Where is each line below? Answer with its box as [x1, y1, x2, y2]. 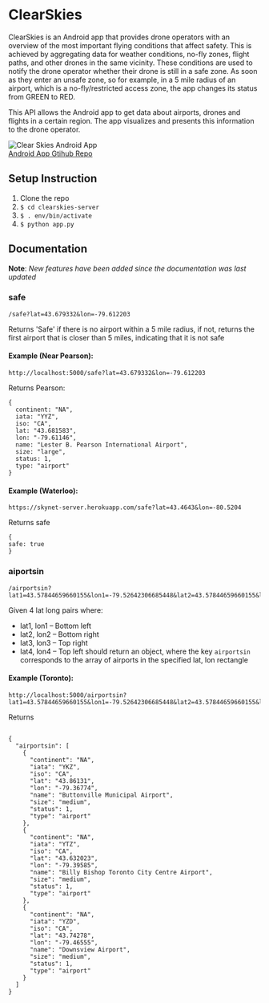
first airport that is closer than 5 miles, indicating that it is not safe [8, 332, 225, 342]
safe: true [8, 540, 45, 548]
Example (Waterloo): [8, 486, 78, 495]
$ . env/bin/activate [19, 211, 92, 220]
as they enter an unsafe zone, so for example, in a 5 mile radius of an [8, 75, 236, 84]
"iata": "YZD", [29, 917, 81, 925]
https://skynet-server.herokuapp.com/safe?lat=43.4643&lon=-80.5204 [8, 504, 242, 512]
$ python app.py [19, 220, 74, 228]
